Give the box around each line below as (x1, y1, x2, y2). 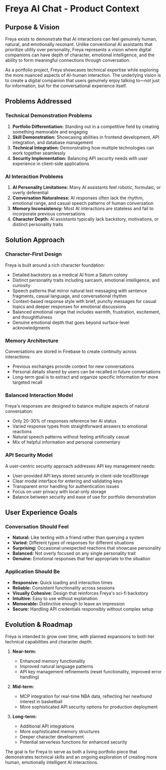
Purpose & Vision (5, 23, 60, 31)
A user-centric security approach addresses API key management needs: (5, 463, 156, 469)
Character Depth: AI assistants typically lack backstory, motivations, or (12, 216, 159, 222)
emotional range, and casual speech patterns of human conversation (12, 200, 154, 206)
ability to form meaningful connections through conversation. (5, 57, 131, 63)
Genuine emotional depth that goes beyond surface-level (12, 319, 130, 325)
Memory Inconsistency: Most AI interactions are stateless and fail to (12, 205, 154, 211)
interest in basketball (19, 699, 63, 705)
